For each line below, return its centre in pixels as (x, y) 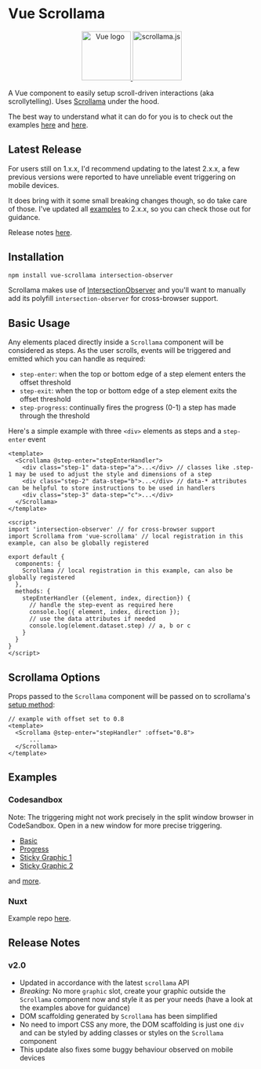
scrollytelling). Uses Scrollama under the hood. (84, 101)
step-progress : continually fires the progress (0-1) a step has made (128, 408)
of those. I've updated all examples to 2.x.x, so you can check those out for (130, 208)
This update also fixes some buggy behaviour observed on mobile (126, 1049)
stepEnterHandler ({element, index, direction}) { (107, 598)
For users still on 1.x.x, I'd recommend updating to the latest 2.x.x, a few (124, 168)
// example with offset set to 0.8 (66, 719)
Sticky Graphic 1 (45, 857)
